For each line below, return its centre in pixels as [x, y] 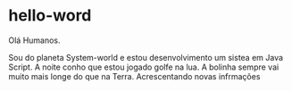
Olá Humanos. [34, 40]
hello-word [50, 16]
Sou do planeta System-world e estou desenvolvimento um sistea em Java [146, 57]
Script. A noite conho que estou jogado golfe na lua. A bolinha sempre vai [144, 67]
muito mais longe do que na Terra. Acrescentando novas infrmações [134, 76]
